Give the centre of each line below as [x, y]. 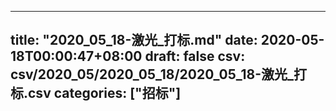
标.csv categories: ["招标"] [96, 93]
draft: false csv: [195, 56]
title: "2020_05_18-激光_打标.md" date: [134, 40]
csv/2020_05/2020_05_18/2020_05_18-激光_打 [158, 74]
